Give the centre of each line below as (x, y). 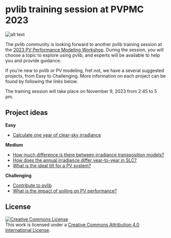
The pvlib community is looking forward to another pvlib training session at (84, 44)
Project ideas (27, 113)
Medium (14, 145)
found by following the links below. (41, 81)
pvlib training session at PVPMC (75, 9)
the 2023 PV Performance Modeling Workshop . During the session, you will (84, 50)
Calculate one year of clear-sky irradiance (57, 135)
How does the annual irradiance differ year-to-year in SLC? (75, 160)
